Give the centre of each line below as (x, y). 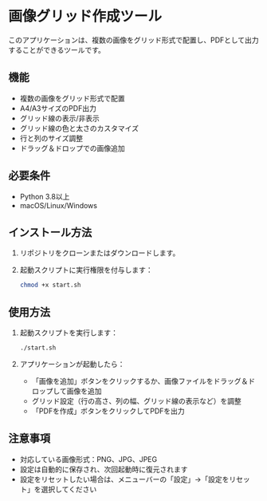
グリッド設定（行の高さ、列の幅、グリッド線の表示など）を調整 (136, 400)
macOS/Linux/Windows (59, 205)
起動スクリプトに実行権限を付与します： (86, 270)
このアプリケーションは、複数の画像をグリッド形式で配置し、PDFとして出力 (133, 40)
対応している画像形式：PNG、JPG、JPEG (88, 459)
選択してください (69, 489)
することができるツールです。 (57, 49)
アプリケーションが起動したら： (72, 364)
